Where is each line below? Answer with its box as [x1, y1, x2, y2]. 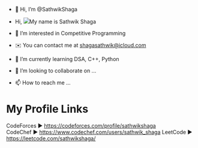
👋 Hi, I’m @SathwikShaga [14, 6, 78, 13]
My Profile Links [6, 102, 89, 116]
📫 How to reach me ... [14, 79, 71, 86]
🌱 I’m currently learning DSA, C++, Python [14, 56, 119, 62]
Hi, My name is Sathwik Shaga [14, 18, 97, 25]
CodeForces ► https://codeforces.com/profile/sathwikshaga [6, 122, 156, 129]
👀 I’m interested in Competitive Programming [14, 30, 126, 37]
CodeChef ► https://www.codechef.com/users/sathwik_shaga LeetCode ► [6, 128, 193, 135]
